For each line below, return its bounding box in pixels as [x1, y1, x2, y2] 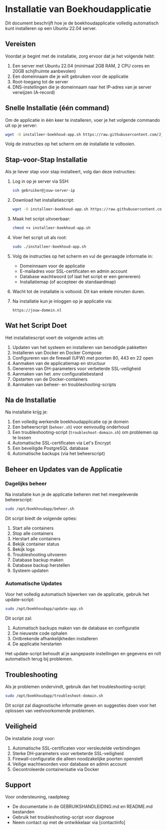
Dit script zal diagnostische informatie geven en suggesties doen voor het [5, 702, 157, 708]
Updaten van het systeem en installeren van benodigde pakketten [12, 344, 148, 350]
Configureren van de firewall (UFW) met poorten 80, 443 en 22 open [12, 355, 154, 361]
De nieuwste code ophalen [12, 630, 68, 636]
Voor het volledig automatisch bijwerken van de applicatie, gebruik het [5, 591, 150, 597]
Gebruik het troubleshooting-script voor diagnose [12, 814, 114, 820]
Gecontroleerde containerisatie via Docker [12, 766, 99, 772]
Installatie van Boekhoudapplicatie [5, 3, 152, 15]
